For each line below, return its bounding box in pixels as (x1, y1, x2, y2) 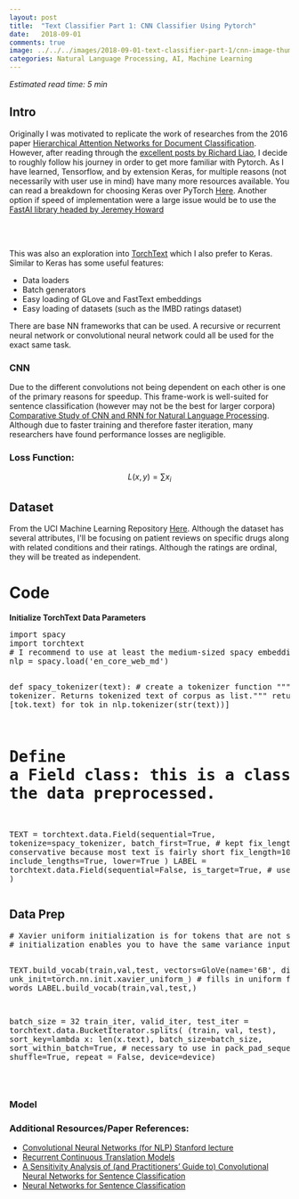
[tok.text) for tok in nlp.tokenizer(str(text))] (9, 699, 230, 709)
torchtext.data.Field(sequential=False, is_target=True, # (9, 865, 273, 875)
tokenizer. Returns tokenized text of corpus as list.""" (9, 690, 268, 700)
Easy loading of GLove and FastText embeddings (21, 293, 202, 304)
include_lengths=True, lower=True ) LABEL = (9, 856, 207, 866)
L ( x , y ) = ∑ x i (127, 471, 172, 485)
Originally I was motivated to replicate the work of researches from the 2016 (9, 128, 288, 139)
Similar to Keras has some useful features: (9, 257, 165, 268)
